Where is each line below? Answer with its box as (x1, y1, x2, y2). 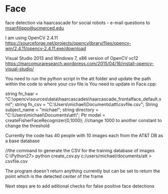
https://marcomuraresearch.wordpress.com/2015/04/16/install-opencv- (5, 60, 154, 66)
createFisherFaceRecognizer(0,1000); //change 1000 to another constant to (5, 117, 162, 123)
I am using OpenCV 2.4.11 (5, 35, 58, 41)
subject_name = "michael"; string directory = (5, 107, 99, 113)
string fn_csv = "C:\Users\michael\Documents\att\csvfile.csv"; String (15, 101, 158, 107)
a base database (5, 138, 40, 144)
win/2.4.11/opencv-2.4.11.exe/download (5, 45, 86, 51)
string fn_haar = (5, 90, 39, 96)
